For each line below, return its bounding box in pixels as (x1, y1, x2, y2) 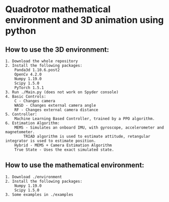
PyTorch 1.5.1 (14, 85, 44, 90)
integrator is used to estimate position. (5, 138, 96, 143)
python (5, 25, 36, 36)
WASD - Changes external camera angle (14, 103, 96, 108)
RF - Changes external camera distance (14, 107, 99, 112)
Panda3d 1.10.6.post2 (14, 67, 60, 72)
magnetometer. (5, 130, 35, 135)
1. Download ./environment (5, 174, 62, 179)
